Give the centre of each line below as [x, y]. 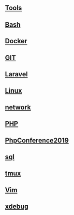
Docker [16, 41]
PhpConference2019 [37, 140]
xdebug [17, 206]
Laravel [16, 74]
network [18, 107]
